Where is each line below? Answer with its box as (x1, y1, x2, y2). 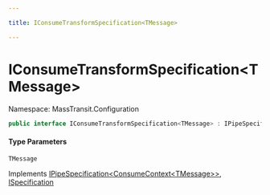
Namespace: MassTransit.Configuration (8, 104, 139, 113)
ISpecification (8, 177, 55, 187)
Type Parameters (8, 137, 67, 147)
